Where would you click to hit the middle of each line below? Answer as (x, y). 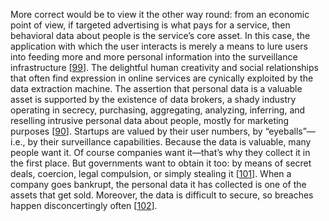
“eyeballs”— (290, 131)
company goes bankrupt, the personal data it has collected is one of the (158, 184)
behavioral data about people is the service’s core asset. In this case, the (160, 35)
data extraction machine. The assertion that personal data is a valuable (156, 88)
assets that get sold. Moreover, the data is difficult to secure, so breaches (162, 195)
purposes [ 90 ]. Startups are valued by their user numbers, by (136, 131)
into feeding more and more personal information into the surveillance (154, 57)
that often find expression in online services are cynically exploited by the (162, 78)
